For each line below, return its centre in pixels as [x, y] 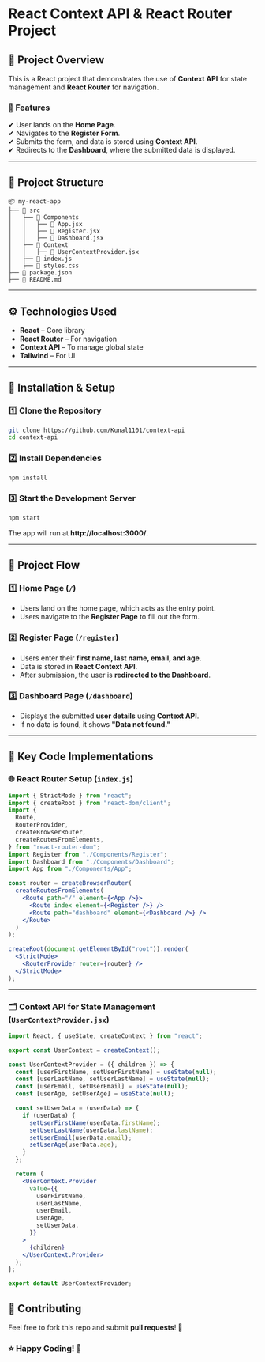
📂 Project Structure [56, 182]
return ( [30, 1174]
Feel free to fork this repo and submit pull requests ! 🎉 [95, 1328]
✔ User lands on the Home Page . [62, 125]
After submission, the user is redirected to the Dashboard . [115, 675]
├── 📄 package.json [40, 273]
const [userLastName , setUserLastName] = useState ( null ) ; [113, 1079]
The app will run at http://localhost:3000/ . [78, 533]
